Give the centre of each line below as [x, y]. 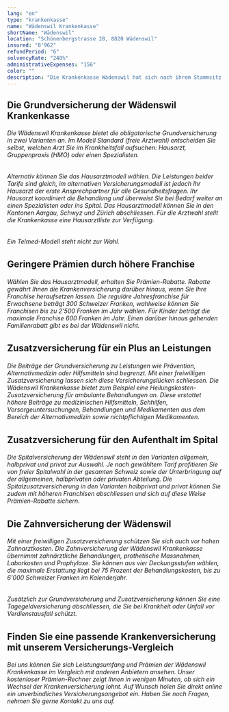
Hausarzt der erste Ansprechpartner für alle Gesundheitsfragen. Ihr [103, 191]
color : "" [21, 71]
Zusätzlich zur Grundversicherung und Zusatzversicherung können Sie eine [114, 599]
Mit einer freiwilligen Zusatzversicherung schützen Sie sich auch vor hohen [113, 541]
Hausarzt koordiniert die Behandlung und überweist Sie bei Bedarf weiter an [115, 198]
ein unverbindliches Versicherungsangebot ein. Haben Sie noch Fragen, [108, 694]
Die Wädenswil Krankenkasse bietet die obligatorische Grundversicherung [112, 133]
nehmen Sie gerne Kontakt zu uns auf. [61, 701]
